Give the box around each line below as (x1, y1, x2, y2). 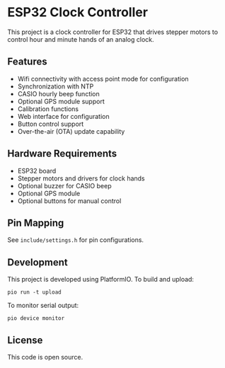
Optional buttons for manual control (17, 196, 122, 205)
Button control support (17, 120, 84, 128)
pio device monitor (7, 315, 65, 322)
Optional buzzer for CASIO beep (17, 181, 112, 190)
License (7, 334, 43, 346)
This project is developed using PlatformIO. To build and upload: (7, 275, 195, 284)
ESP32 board (17, 166, 57, 175)
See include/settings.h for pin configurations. (7, 236, 144, 244)
